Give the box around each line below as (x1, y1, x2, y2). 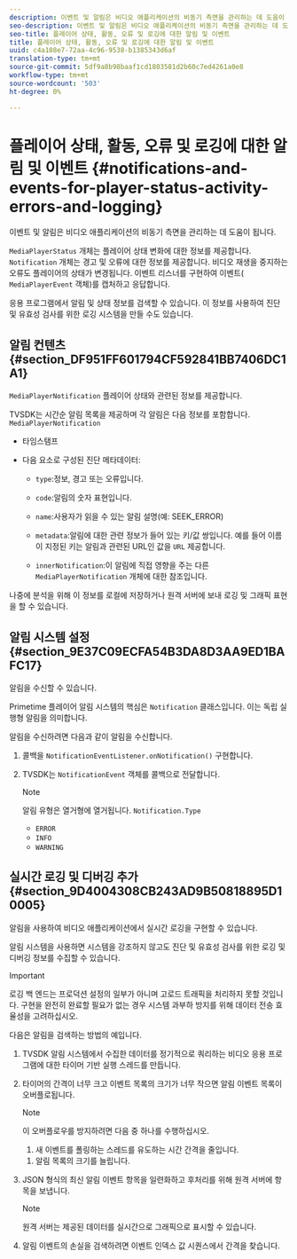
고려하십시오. (32, 1011, 78, 1021)
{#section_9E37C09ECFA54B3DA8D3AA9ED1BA (9, 644, 285, 659)
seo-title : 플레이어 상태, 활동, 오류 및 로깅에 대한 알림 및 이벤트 (9, 29, 231, 38)
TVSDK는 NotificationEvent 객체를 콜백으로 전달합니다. (21, 769, 220, 780)
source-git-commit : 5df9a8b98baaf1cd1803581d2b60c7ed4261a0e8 (9, 63, 244, 72)
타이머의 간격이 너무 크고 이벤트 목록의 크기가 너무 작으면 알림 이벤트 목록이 (21, 1078, 283, 1089)
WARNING (35, 844, 64, 853)
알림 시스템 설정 (9, 629, 90, 644)
